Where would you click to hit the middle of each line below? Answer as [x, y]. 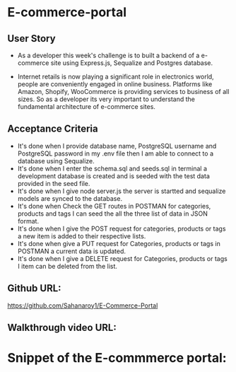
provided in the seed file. [54, 183]
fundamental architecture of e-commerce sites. [86, 106]
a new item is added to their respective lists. [82, 236]
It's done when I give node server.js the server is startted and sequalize [122, 191]
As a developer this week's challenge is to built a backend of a [108, 55]
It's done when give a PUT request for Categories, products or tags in [119, 243]
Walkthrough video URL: [62, 328]
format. [28, 221]
